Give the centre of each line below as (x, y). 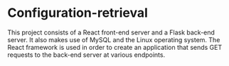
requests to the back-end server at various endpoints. (86, 55)
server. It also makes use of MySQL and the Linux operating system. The (114, 39)
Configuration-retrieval (78, 13)
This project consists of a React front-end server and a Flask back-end (111, 32)
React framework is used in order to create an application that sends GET (115, 47)
